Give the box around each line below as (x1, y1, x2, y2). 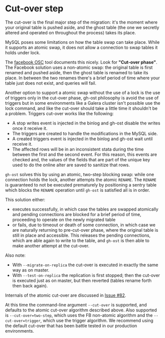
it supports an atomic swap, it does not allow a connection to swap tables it (5, 44, 158, 50)
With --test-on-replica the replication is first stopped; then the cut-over (12, 272, 160, 278)
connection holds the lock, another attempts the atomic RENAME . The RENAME (5, 177, 157, 183)
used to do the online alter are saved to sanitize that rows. (12, 162, 130, 168)
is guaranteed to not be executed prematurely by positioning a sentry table (5, 182, 157, 187)
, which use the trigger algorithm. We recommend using (40, 317, 154, 323)
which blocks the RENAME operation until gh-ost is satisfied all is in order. (5, 187, 150, 193)
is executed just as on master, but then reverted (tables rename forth (12, 277, 152, 283)
